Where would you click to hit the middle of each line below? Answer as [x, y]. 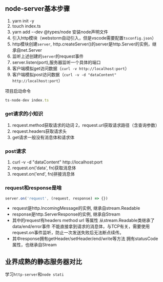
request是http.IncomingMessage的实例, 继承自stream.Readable [76, 208]
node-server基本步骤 [37, 9]
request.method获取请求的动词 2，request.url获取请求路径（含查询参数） [86, 125]
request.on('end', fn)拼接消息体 [43, 174]
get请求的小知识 [24, 114]
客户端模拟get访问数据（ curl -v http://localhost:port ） [71, 68]
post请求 [16, 151]
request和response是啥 [33, 188]
